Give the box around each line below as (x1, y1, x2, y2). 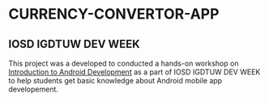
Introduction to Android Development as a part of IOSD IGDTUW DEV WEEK (8, 67, 261, 77)
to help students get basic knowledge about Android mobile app (8, 76, 223, 85)
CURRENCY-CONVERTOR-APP (8, 5, 220, 23)
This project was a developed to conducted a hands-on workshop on (8, 58, 239, 68)
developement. (8, 84, 59, 94)
